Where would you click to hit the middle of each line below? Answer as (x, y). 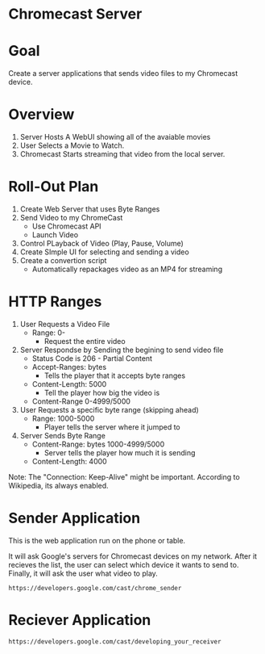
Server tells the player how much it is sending (120, 452)
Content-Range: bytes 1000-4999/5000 (98, 444)
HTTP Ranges (55, 302)
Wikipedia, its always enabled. (58, 485)
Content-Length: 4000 (69, 461)
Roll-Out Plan (54, 187)
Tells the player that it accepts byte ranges (115, 375)
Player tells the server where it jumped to (112, 427)
